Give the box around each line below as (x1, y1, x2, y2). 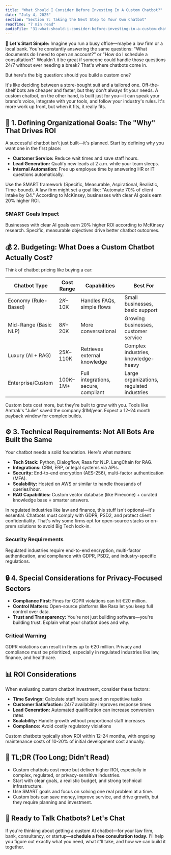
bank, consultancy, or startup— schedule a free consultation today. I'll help (5, 833, 164, 839)
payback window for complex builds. (5, 413, 82, 419)
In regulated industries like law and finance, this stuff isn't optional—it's (5, 507, 155, 513)
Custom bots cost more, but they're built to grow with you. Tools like (5, 402, 149, 408)
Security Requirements (5, 536, 64, 543)
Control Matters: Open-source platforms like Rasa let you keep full (12, 603, 153, 609)
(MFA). (12, 475, 27, 481)
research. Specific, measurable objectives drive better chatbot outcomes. (5, 228, 160, 234)
